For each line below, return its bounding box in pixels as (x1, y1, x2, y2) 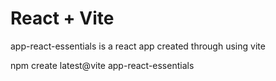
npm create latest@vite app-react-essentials (10, 59, 195, 71)
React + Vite (10, 7, 115, 30)
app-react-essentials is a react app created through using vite (10, 40, 266, 52)
